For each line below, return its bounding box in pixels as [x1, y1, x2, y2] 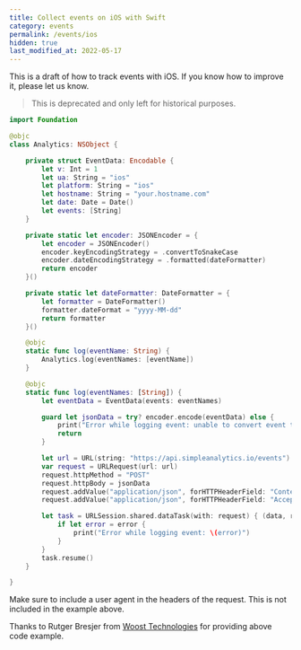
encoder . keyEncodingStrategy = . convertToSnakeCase [41, 248, 239, 257]
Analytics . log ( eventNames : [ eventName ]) [41, 356, 194, 365]
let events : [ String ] [41, 206, 123, 215]
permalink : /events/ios [9, 30, 99, 39]
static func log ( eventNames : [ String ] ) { [25, 388, 182, 397]
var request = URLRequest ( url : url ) [41, 461, 178, 471]
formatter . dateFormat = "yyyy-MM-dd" [41, 305, 182, 314]
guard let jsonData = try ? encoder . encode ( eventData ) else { [41, 412, 275, 422]
